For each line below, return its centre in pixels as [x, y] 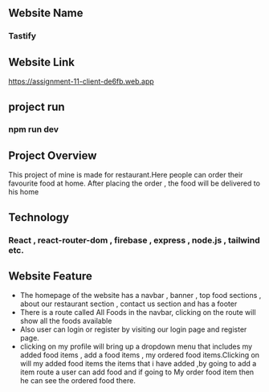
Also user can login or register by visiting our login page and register [133, 329]
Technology [39, 217]
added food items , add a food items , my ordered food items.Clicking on [139, 355]
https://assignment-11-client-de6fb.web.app [81, 82]
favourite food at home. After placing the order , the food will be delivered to [134, 183]
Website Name [46, 13]
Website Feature [50, 276]
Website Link [41, 62]
